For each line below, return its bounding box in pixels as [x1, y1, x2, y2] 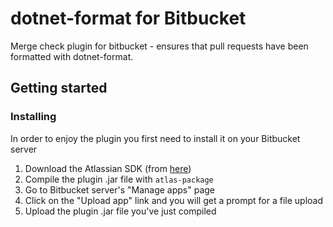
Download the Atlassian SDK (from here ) [24, 162, 192, 174]
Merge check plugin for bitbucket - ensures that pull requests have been [10, 40, 309, 52]
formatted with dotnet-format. [10, 50, 134, 62]
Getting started [10, 80, 108, 97]
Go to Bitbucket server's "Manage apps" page [24, 183, 215, 196]
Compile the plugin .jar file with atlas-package [24, 173, 214, 185]
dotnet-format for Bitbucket [10, 7, 247, 30]
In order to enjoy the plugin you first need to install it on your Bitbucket [10, 132, 301, 144]
